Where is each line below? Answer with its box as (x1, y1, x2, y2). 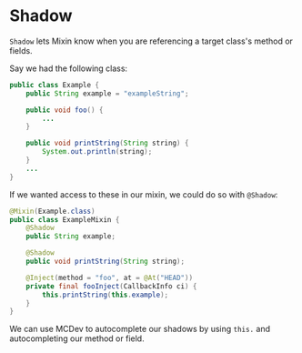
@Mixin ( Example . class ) (9, 207, 96, 216)
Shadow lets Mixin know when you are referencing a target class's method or (9, 35, 294, 46)
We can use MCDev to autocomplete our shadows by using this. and (9, 324, 271, 335)
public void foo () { (25, 106, 104, 115)
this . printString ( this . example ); (42, 290, 169, 299)
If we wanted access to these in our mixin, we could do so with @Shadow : (9, 188, 278, 200)
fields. (9, 45, 34, 55)
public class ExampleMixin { (9, 215, 120, 224)
